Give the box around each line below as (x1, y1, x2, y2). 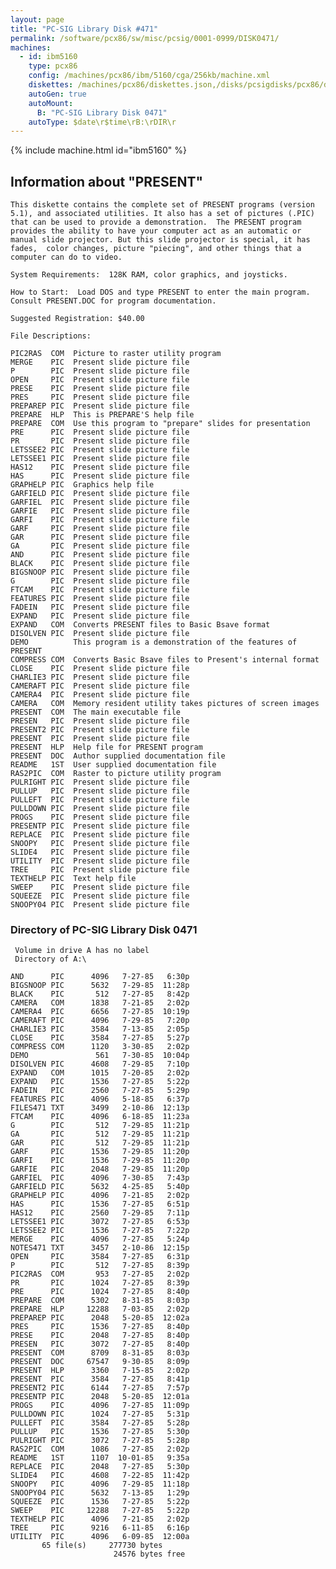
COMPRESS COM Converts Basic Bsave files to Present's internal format (10, 655, 320, 665)
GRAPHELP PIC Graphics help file (10, 480, 155, 490)
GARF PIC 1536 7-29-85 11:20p (10, 1147, 190, 1157)
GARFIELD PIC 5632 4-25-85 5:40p (10, 1182, 190, 1192)
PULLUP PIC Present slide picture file (10, 786, 190, 796)
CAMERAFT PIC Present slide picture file (10, 681, 190, 691)
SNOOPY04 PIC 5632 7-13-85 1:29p (10, 1488, 190, 1498)
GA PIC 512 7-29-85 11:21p (10, 1129, 190, 1140)
